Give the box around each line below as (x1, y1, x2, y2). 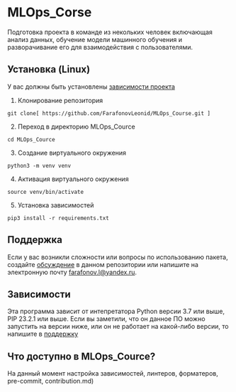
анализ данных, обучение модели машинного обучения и (7, 35, 183, 43)
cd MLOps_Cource (7, 136, 55, 143)
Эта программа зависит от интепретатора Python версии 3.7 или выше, (7, 307, 225, 316)
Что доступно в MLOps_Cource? (7, 350, 156, 362)
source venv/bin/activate (7, 188, 84, 195)
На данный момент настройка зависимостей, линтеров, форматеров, (7, 369, 218, 378)
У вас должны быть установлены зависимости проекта (7, 82, 176, 91)
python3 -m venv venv (7, 162, 72, 169)
